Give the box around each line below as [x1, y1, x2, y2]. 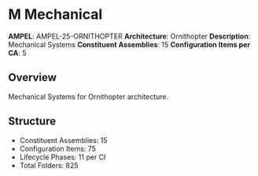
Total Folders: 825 [19, 160, 79, 170]
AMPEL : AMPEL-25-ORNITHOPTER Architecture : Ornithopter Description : [8, 31, 251, 41]
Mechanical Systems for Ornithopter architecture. [8, 92, 169, 101]
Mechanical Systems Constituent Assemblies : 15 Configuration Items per [8, 39, 250, 49]
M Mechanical [8, 5, 103, 24]
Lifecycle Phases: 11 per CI [19, 152, 106, 162]
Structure [8, 115, 57, 128]
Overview [8, 71, 57, 84]
